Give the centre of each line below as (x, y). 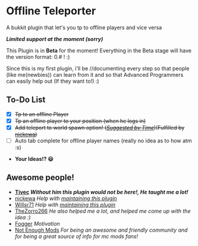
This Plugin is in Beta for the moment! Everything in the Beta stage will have (99, 50)
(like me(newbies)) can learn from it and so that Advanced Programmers (95, 74)
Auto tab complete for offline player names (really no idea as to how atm (103, 141)
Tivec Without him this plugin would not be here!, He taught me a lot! (101, 192)
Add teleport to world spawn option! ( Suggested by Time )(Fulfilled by (100, 127)
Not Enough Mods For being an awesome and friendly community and (101, 230)
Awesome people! (40, 178)
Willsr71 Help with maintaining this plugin (65, 204)
